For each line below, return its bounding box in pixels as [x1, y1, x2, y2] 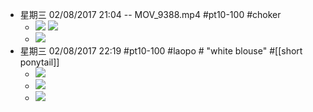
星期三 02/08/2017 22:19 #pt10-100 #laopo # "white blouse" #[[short [19, 45, 303, 57]
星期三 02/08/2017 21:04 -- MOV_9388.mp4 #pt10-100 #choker [19, 9, 282, 20]
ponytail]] [19, 56, 60, 68]
